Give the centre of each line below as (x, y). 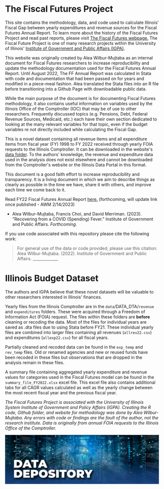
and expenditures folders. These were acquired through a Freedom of (75, 312)
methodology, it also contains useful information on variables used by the (79, 103)
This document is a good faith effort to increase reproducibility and (72, 174)
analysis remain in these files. (35, 362)
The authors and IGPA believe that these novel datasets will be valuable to (79, 292)
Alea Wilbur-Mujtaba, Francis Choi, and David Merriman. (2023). (77, 214)
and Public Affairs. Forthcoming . (44, 224)
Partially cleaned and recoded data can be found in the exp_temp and (74, 347)
